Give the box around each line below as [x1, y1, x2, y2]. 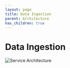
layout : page [5, 7, 32, 12]
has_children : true [5, 20, 45, 26]
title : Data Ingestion [5, 12, 51, 17]
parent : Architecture [5, 16, 49, 21]
